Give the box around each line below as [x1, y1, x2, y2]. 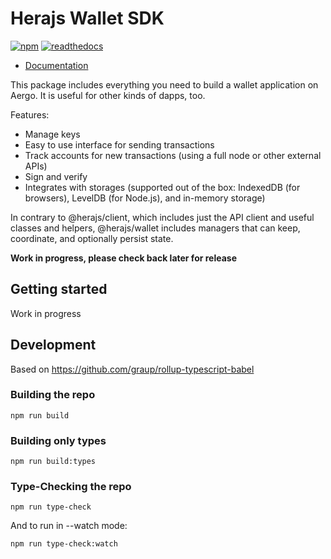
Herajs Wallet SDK [10, 7, 165, 30]
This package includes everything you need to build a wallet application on [10, 78, 319, 91]
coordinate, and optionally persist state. [10, 232, 174, 244]
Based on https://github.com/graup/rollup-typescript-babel [10, 363, 255, 375]
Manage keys [24, 128, 81, 140]
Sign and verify [24, 170, 88, 182]
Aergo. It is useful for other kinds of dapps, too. [10, 89, 206, 101]
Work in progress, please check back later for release [10, 252, 238, 264]
